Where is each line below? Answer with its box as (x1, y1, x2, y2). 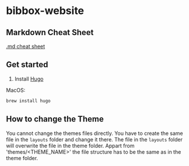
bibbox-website (6, 4, 85, 18)
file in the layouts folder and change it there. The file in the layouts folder (6, 136, 183, 143)
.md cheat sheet (6, 43, 45, 50)
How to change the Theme (6, 114, 104, 124)
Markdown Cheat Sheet (6, 27, 94, 37)
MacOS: (6, 87, 26, 94)
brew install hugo (6, 98, 51, 103)
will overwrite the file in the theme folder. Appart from (6, 142, 135, 149)
